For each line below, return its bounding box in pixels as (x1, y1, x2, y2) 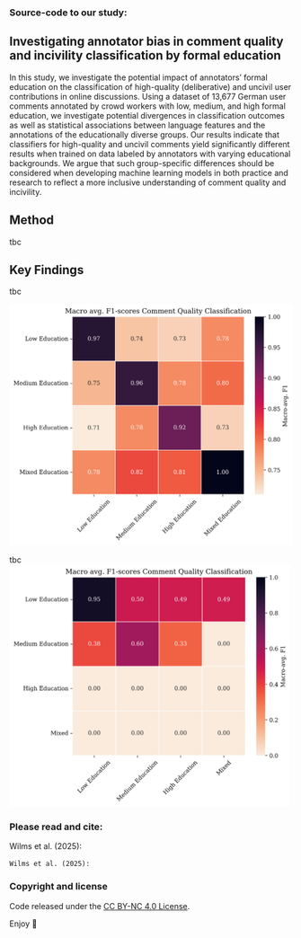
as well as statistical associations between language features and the (9, 119, 266, 130)
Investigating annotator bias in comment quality (9, 34, 284, 49)
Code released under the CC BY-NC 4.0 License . (9, 900, 190, 911)
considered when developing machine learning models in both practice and (9, 167, 289, 178)
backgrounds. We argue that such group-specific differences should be (9, 157, 275, 168)
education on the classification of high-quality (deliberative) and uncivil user (9, 81, 292, 92)
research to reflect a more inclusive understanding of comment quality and (9, 177, 287, 188)
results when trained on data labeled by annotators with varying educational (9, 148, 291, 159)
